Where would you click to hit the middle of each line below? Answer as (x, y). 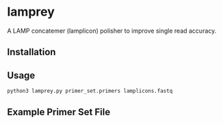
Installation (31, 52)
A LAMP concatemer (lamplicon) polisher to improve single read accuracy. (112, 31)
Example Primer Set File (59, 112)
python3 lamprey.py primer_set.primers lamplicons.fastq (90, 91)
